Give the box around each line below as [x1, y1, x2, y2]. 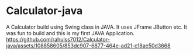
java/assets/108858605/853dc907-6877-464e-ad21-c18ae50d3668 [6, 42, 171, 49]
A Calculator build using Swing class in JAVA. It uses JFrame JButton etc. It [6, 23, 187, 30]
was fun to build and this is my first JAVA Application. [6, 29, 135, 36]
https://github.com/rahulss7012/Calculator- [6, 36, 110, 43]
